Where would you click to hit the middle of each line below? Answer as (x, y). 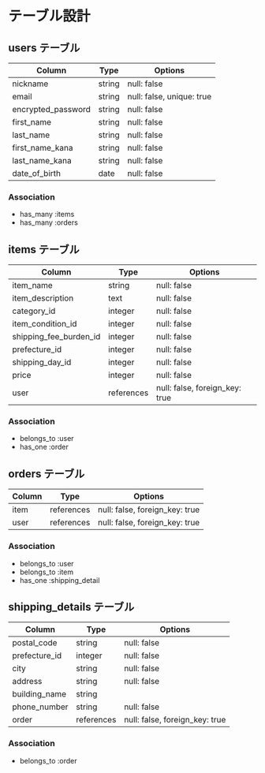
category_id (34, 311)
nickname (30, 84)
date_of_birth (37, 173)
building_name (39, 694)
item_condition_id (45, 324)
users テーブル (44, 48)
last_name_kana (42, 161)
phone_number (40, 707)
